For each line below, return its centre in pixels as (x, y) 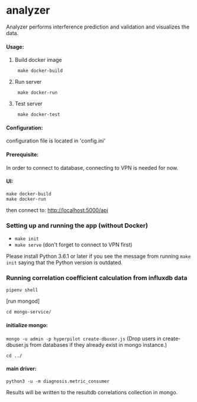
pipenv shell (22, 290)
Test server (28, 104)
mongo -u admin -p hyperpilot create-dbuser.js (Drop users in (84, 338)
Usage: (15, 47)
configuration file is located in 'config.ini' (56, 141)
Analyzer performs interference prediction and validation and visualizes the (98, 27)
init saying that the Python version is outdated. (64, 262)
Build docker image (38, 60)
